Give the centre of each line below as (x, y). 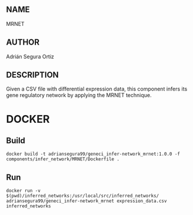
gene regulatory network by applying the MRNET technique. (79, 95)
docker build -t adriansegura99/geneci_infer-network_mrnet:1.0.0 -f (93, 154)
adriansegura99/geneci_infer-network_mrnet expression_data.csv (86, 201)
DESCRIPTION (32, 75)
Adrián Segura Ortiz (30, 56)
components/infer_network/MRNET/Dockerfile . (63, 159)
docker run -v (24, 191)
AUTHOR (23, 43)
